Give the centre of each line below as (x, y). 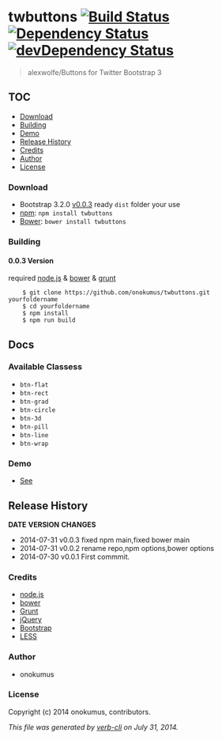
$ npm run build (49, 320)
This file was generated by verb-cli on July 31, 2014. (93, 727)
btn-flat (34, 385)
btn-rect (34, 393)
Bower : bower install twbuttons (73, 221)
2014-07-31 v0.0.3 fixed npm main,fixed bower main (105, 540)
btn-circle (38, 410)
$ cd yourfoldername (56, 307)
